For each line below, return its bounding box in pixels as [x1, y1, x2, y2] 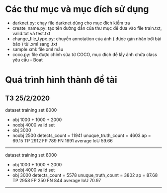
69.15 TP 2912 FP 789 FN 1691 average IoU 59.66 [12, 137, 113, 143]
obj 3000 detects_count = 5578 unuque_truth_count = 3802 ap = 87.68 [12, 172, 158, 178]
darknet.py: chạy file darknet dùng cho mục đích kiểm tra [12, 20, 130, 26]
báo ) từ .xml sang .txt [12, 41, 58, 47]
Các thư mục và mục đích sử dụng [5, 3, 149, 15]
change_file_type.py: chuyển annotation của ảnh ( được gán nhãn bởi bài [12, 36, 162, 42]
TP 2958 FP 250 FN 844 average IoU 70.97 [12, 177, 101, 183]
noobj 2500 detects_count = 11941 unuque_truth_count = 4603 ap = [12, 132, 151, 138]
